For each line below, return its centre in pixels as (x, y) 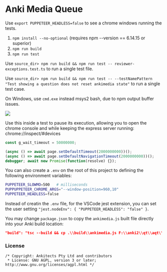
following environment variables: (39, 176)
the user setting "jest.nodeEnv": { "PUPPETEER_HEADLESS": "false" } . (77, 209)
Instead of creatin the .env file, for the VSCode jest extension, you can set (81, 204)
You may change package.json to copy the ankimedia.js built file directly (80, 219)
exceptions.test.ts (25, 69)
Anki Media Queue (44, 9)
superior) (22, 43)
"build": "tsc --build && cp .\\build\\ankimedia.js (61, 233)
